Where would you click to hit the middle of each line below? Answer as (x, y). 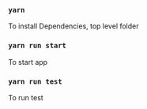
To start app (28, 62)
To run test (26, 97)
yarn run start (38, 46)
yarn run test (35, 81)
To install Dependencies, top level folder (74, 26)
